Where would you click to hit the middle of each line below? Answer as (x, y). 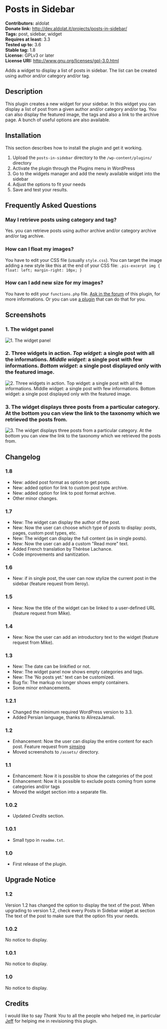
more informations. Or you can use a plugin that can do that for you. (75, 299)
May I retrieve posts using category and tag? (61, 219)
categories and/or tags (36, 787)
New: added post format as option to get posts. (61, 482)
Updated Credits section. (38, 816)
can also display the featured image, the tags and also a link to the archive (82, 114)
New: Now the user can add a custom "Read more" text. (71, 544)
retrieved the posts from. (36, 419)
